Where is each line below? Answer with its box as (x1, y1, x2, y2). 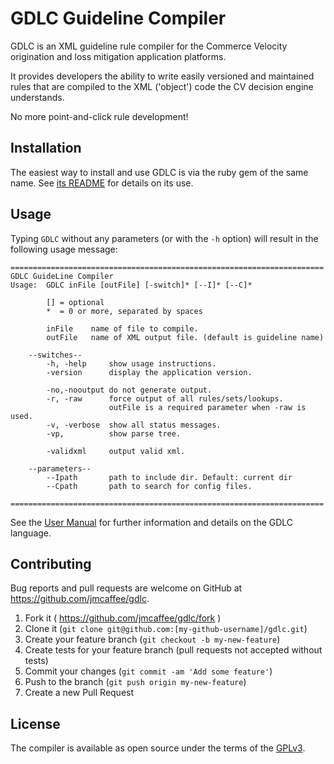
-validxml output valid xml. (46, 446, 186, 456)
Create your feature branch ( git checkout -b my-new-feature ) (24, 633, 281, 646)
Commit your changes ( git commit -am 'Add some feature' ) (24, 665, 273, 677)
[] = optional (46, 297, 105, 307)
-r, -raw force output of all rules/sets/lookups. (46, 393, 284, 404)
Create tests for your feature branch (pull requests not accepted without (24, 644, 323, 656)
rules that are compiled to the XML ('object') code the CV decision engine (10, 80, 314, 92)
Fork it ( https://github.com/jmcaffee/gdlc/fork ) (24, 612, 222, 624)
